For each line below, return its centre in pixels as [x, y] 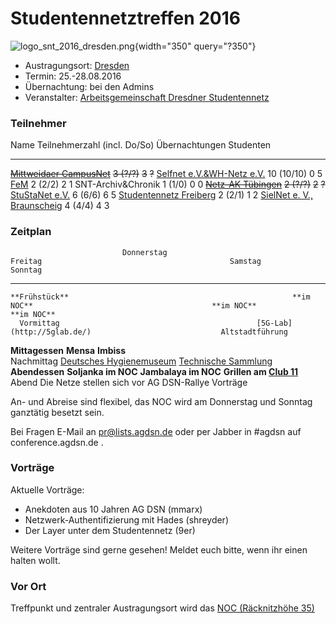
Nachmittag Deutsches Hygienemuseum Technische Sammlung [141, 361]
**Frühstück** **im [160, 297]
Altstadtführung [254, 332]
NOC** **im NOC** [133, 305]
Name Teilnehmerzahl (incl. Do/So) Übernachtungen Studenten [141, 145]
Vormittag [39, 323]
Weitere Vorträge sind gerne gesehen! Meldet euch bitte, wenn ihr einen [159, 549]
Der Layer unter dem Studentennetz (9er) [110, 530]
